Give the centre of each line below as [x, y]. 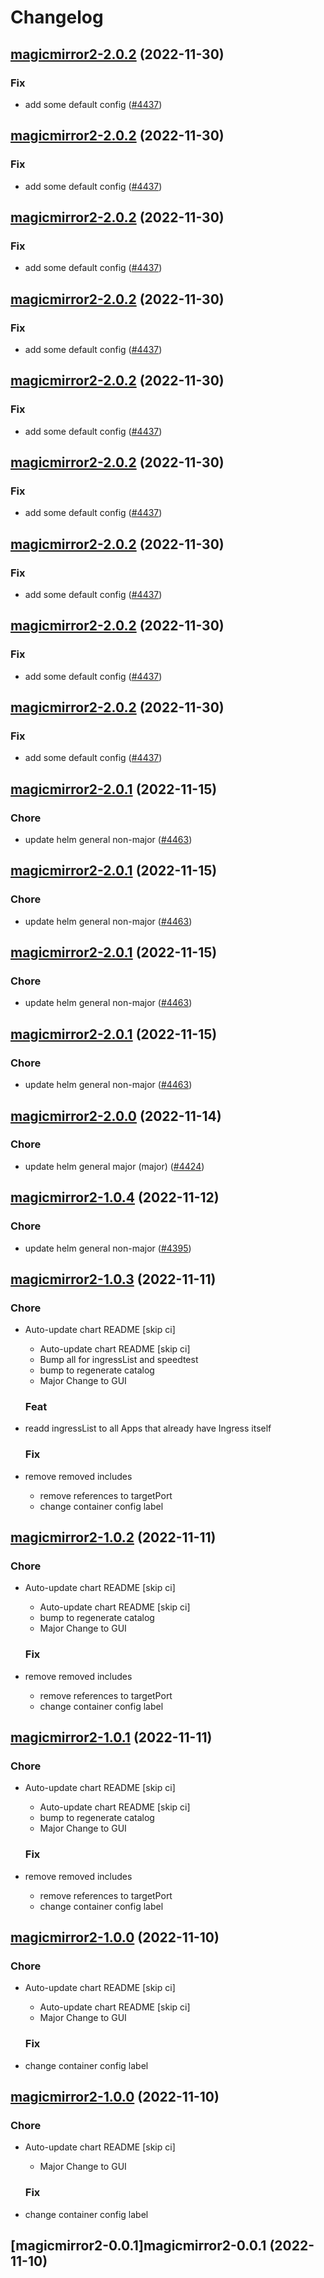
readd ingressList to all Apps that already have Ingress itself [148, 1428]
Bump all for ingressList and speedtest [119, 1360]
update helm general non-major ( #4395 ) [108, 1248]
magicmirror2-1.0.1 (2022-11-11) [111, 1737]
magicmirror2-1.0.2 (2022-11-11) [113, 1537]
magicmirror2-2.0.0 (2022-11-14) [116, 1116]
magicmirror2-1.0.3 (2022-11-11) [113, 1279]
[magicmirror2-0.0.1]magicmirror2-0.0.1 [138, 2246]
